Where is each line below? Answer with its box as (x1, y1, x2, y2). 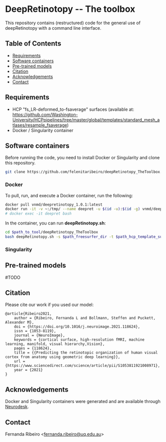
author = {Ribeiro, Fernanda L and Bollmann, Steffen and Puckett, (14, 315, 156, 321)
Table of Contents (5, 40, 62, 48)
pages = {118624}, (14, 346, 52, 351)
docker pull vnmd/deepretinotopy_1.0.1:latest (5, 202, 103, 207)
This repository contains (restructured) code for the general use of (5, 20, 141, 26)
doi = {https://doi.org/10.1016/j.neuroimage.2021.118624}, (14, 324, 140, 329)
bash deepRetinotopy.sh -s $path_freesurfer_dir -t (5, 234, 114, 239)
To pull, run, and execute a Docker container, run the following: (5, 192, 133, 198)
